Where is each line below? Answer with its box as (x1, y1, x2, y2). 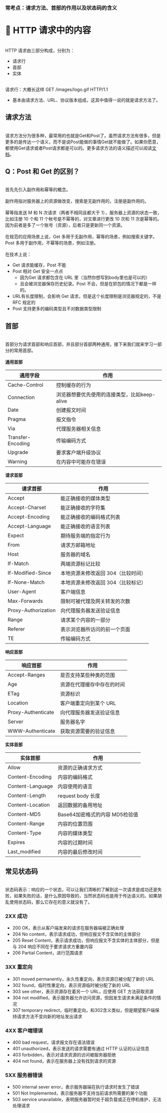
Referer (7, 626, 25, 633)
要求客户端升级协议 (56, 449, 101, 456)
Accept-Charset (7, 504, 46, 511)
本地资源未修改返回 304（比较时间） (60, 570, 147, 577)
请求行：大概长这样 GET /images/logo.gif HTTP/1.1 (5, 86, 108, 92)
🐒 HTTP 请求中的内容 (5, 25, 91, 36)
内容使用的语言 (58, 783, 93, 790)
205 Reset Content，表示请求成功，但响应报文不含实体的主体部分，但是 (12, 937, 160, 943)
